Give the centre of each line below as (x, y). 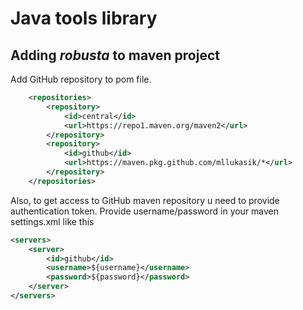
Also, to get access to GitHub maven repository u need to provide (145, 200)
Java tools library (84, 18)
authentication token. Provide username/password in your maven (145, 211)
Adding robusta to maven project (115, 55)
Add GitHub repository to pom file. (81, 79)
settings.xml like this (52, 221)
